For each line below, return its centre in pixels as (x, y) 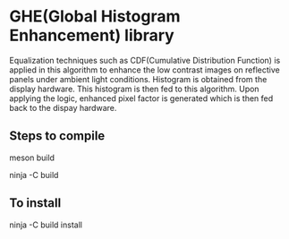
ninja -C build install (46, 225)
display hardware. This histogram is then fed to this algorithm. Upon (134, 89)
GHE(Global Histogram (95, 17)
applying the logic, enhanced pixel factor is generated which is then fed (141, 98)
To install (35, 203)
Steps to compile (57, 136)
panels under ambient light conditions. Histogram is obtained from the (138, 79)
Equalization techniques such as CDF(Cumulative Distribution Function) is (145, 60)
